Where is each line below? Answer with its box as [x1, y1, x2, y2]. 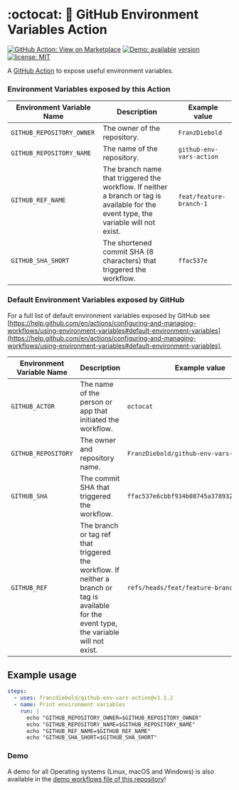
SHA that [80, 482, 110, 492]
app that [80, 405, 108, 415]
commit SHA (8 [102, 247, 154, 257]
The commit [80, 473, 120, 483]
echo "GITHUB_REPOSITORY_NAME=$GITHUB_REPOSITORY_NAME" [26, 721, 196, 728]
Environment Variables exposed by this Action [7, 84, 171, 94]
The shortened [102, 238, 152, 248]
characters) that [102, 256, 156, 266]
